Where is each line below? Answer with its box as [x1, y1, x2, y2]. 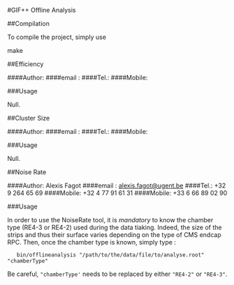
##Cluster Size [7, 114, 50, 122]
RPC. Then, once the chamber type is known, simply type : [7, 238, 177, 246]
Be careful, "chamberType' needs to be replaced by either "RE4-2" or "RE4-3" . [7, 270, 228, 278]
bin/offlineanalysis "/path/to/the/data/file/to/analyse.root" [16, 252, 205, 259]
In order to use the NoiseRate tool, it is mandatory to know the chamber [7, 216, 214, 224]
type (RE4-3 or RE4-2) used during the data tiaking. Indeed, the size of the [7, 223, 222, 231]
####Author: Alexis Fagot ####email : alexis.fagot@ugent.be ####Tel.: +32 [7, 181, 226, 190]
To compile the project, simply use [7, 33, 107, 41]
